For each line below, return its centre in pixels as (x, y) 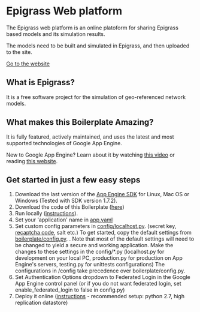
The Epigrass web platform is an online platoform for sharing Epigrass (92, 28)
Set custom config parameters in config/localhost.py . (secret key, (96, 226)
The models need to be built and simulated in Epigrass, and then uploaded (98, 46)
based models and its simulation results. (56, 34)
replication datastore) (41, 303)
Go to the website (28, 64)
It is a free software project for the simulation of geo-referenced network (96, 97)
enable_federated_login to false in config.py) (70, 290)
